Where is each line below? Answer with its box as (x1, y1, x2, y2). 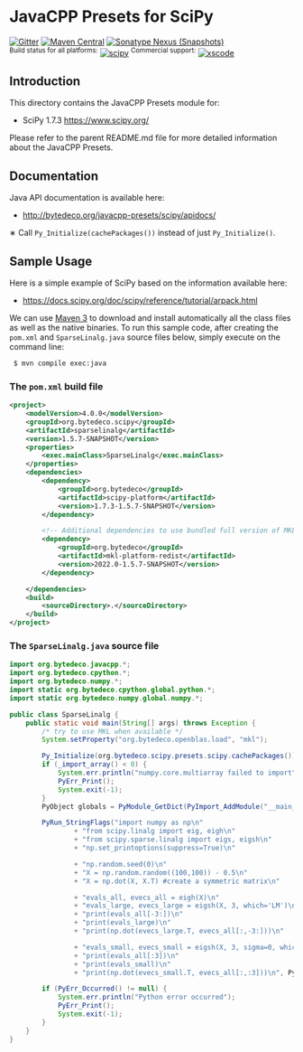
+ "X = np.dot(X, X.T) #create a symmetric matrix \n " (73, 877, 280, 886)
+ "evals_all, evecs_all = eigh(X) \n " (73, 893, 220, 902)
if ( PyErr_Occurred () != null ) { (41, 984, 168, 993)
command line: (9, 342, 65, 352)
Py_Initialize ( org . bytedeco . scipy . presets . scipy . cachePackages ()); (41, 752, 300, 761)
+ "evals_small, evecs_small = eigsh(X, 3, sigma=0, (73, 943, 277, 952)
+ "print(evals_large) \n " (73, 918, 171, 927)
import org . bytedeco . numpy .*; (9, 677, 124, 686)
